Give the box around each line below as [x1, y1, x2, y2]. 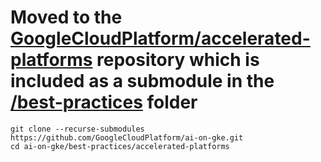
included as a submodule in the [10, 70, 275, 93]
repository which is [96, 49, 260, 71]
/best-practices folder [10, 91, 198, 114]
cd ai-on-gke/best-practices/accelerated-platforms [10, 141, 230, 151]
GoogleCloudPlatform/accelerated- [10, 27, 311, 50]
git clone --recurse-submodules [10, 124, 145, 134]
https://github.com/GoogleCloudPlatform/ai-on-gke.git [10, 132, 244, 143]
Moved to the [10, 6, 123, 29]
